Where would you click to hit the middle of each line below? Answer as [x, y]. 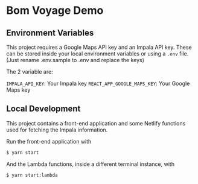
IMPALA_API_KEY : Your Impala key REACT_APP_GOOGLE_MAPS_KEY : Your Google [98, 83]
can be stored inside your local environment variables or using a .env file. [97, 54]
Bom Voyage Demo [55, 11]
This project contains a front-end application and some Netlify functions [96, 123]
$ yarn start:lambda [32, 175]
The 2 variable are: [30, 72]
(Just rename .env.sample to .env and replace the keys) [75, 60]
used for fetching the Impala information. [57, 130]
